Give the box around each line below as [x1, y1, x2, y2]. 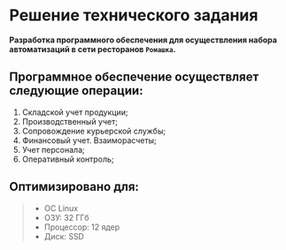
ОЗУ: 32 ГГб [43, 212, 90, 223]
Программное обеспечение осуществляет [9, 70, 259, 85]
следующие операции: [9, 83, 143, 98]
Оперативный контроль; [21, 154, 114, 164]
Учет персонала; [21, 144, 86, 155]
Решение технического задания [9, 5, 259, 26]
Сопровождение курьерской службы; [21, 125, 166, 136]
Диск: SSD [43, 231, 84, 241]
